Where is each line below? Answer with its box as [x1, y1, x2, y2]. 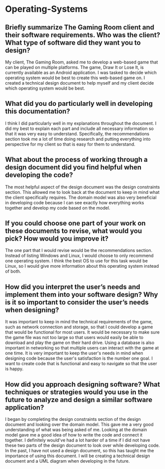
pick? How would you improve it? [5, 235, 109, 243]
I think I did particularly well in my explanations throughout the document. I [5, 120, 157, 126]
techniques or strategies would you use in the [5, 388, 149, 396]
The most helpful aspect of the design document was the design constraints [5, 184, 160, 190]
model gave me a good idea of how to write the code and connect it [5, 432, 143, 438]
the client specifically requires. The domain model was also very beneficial [5, 194, 157, 200]
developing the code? [5, 171, 73, 179]
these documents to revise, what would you [5, 227, 142, 235]
